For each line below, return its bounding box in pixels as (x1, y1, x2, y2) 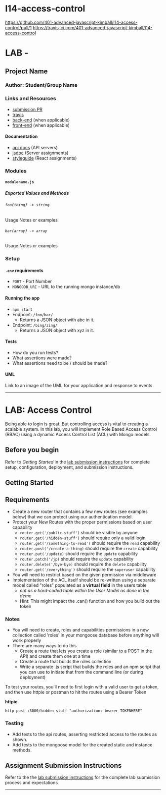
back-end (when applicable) (12, 117, 70, 123)
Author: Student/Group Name (5, 82, 78, 89)
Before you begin (5, 446, 59, 454)
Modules (5, 167, 27, 174)
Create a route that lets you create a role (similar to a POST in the (19, 648, 152, 654)
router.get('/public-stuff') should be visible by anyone (19, 529, 138, 535)
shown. (12, 737, 28, 742)
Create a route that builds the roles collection (19, 659, 112, 665)
